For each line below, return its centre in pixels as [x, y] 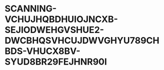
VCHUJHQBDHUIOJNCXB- [61, 19]
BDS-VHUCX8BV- [43, 51]
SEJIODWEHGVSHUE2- [54, 30]
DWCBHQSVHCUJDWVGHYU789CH [82, 41]
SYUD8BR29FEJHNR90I [56, 62]
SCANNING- [31, 9]
